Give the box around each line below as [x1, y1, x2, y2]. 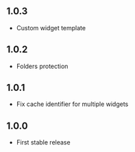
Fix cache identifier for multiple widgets [16, 100, 129, 109]
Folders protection [16, 62, 69, 70]
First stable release [16, 138, 71, 146]
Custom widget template [16, 23, 86, 32]
